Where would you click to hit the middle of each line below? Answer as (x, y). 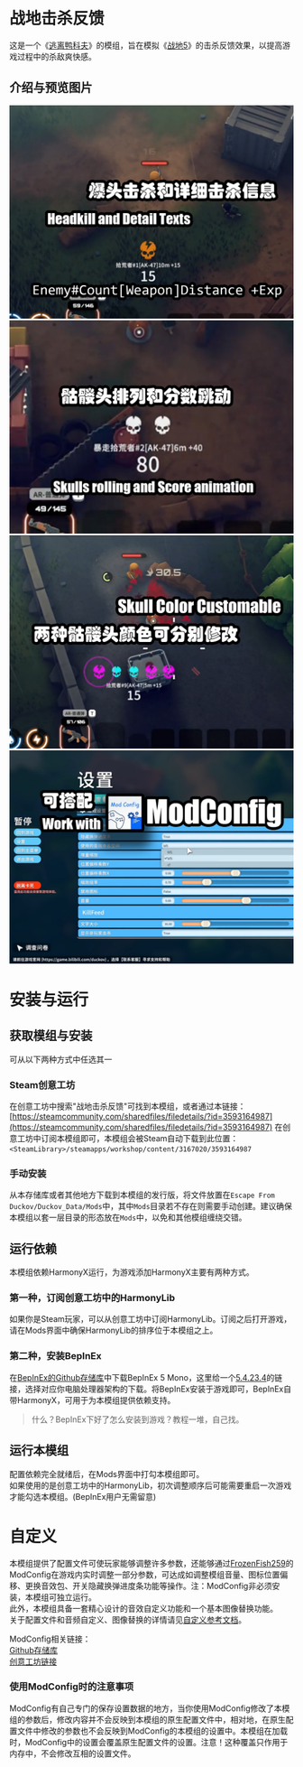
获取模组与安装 (51, 1036)
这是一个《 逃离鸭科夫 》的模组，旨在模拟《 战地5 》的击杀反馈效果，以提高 (146, 45)
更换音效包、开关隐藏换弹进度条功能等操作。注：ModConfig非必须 (148, 1586)
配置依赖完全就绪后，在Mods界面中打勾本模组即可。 (107, 1474)
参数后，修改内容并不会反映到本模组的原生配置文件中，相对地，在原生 (155, 1719)
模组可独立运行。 (64, 1597)
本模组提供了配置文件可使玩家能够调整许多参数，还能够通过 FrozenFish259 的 (151, 1563)
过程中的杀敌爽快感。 (56, 56)
